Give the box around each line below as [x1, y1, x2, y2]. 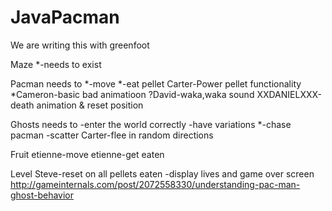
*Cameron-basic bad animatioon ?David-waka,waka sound [10, 88, 255, 100]
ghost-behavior [10, 189, 74, 201]
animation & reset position [36, 99, 144, 111]
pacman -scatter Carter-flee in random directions [10, 129, 214, 141]
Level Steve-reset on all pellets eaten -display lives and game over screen [10, 167, 315, 180]
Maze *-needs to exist [10, 58, 102, 70]
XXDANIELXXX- [256, 88, 323, 100]
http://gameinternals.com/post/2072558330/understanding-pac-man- [10, 178, 301, 190]
